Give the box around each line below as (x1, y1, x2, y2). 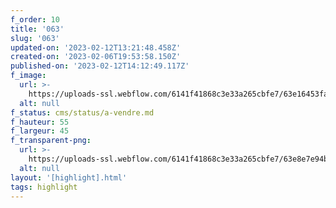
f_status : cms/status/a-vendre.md (10, 107, 155, 118)
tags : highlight (10, 182, 78, 192)
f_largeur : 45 (10, 126, 70, 136)
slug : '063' (10, 33, 60, 43)
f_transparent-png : (10, 136, 92, 146)
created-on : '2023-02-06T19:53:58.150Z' (10, 52, 182, 62)
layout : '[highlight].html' (10, 172, 128, 183)
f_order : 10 (10, 14, 60, 25)
